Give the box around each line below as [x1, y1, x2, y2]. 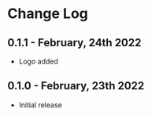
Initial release [18, 100, 62, 110]
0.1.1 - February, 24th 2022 [7, 36, 142, 49]
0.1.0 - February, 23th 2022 [7, 79, 145, 92]
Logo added [18, 56, 58, 66]
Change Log [7, 5, 88, 23]
